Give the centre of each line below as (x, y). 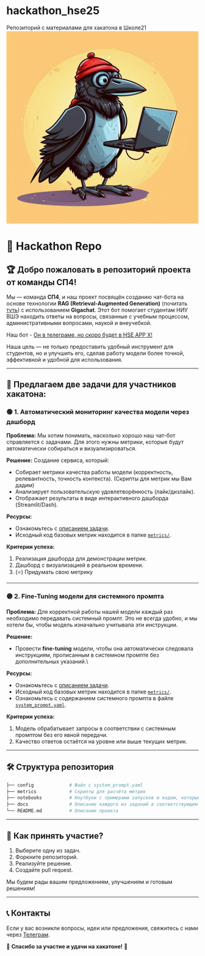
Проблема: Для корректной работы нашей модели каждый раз (90, 611)
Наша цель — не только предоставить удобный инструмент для (90, 346)
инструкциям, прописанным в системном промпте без (87, 655)
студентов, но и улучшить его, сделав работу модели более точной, (95, 353)
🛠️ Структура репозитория (60, 767)
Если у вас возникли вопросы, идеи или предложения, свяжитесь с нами (102, 928)
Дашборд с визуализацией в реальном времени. (79, 565)
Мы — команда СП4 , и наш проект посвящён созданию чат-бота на (95, 297)
